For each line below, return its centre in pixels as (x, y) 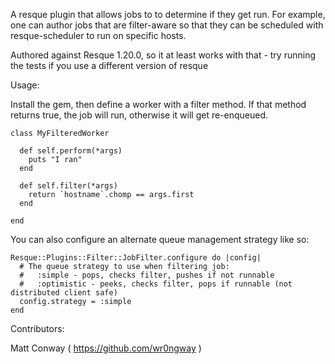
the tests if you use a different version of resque (109, 65)
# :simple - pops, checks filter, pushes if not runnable (147, 275)
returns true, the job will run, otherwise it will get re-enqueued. (139, 115)
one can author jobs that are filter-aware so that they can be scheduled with (167, 25)
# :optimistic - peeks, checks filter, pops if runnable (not (156, 284)
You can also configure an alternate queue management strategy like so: (160, 239)
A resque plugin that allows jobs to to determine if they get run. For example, (168, 14)
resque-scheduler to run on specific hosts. (98, 35)
